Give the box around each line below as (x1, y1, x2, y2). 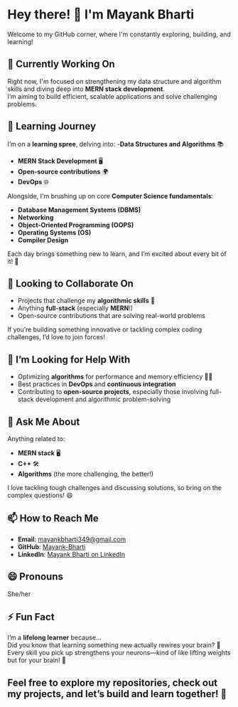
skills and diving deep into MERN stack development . (7, 85, 166, 93)
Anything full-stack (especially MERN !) (17, 304, 134, 312)
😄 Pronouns (7, 570, 64, 583)
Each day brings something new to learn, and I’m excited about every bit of (7, 249, 227, 258)
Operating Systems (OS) (17, 228, 92, 237)
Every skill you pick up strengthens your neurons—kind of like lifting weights (7, 649, 231, 657)
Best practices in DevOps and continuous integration (17, 380, 176, 388)
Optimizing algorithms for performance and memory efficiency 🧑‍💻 (17, 373, 213, 381)
